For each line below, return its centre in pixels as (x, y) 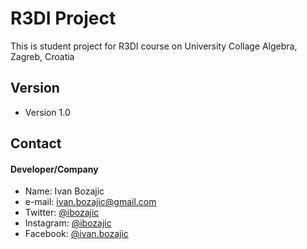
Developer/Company (54, 169)
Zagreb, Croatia (42, 56)
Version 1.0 (47, 112)
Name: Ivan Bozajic (64, 191)
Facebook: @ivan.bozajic (76, 234)
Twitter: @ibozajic (62, 213)
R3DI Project (63, 18)
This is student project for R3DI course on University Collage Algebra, (154, 46)
